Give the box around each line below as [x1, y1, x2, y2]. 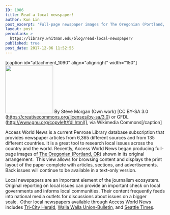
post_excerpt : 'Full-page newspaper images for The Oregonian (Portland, [5, 21, 165, 27]
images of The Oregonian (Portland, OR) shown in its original [17, 151, 145, 157]
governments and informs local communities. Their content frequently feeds [5, 187, 165, 194]
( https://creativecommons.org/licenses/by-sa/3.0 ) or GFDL [5, 113, 129, 120]
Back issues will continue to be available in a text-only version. [5, 167, 136, 173]
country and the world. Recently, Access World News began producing [5, 145, 154, 151]
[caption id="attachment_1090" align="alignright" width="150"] [5, 59, 137, 65]
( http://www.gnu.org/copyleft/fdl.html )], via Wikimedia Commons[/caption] [5, 119, 162, 125]
